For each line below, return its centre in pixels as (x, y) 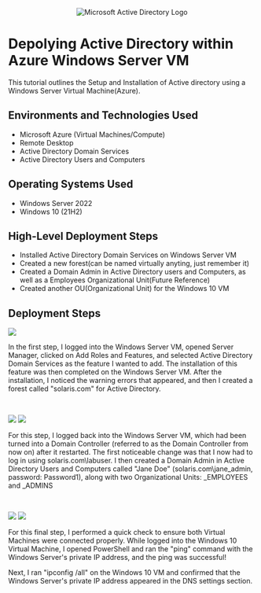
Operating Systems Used (71, 184)
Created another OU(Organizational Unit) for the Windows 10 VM (124, 289)
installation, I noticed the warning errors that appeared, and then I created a (130, 381)
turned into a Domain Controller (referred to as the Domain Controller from (129, 444)
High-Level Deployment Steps (83, 236)
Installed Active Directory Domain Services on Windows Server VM (128, 255)
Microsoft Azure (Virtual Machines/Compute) (92, 134)
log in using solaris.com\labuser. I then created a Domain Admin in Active (127, 461)
